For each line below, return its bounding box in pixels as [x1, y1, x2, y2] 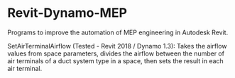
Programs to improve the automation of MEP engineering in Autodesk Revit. [7, 28, 229, 37]
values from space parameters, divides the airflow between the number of [7, 49, 225, 58]
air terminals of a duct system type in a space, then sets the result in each [7, 56, 224, 65]
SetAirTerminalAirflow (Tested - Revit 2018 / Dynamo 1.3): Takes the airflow [7, 41, 227, 50]
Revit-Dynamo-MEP [7, 5, 128, 21]
